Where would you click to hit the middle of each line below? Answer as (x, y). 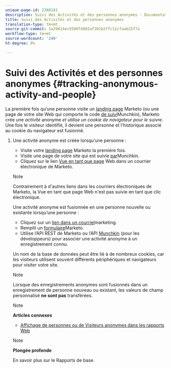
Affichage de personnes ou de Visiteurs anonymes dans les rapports (92, 325)
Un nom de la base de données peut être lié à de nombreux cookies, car (88, 254)
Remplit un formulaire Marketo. (52, 228)
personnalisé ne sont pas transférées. (53, 295)
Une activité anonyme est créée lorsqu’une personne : (69, 140)
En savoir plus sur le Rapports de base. (54, 360)
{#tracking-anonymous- (106, 83)
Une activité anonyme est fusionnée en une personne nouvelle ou (82, 207)
